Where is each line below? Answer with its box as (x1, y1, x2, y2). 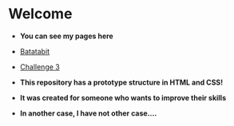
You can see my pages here (19, 31, 113, 41)
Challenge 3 (19, 61, 60, 72)
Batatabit (19, 46, 50, 56)
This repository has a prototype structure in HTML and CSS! (19, 77, 224, 87)
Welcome (8, 5, 73, 23)
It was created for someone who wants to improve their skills (19, 93, 226, 102)
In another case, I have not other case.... (19, 108, 157, 118)
